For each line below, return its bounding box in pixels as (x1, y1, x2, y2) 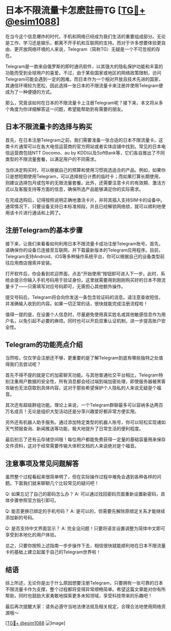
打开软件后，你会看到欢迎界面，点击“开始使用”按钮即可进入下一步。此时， (5, 270, 161, 276)
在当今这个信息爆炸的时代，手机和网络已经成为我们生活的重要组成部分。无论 (5, 33, 166, 39)
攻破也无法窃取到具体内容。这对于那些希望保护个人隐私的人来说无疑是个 (5, 385, 157, 391)
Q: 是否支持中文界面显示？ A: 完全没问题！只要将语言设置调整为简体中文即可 (5, 525, 165, 532)
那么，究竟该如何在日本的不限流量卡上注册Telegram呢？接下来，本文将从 (5, 99, 159, 106)
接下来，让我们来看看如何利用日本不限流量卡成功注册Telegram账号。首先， (5, 240, 163, 246)
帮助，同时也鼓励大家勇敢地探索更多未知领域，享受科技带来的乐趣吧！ (5, 593, 153, 598)
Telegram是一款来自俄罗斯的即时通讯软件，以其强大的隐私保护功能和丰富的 (5, 63, 163, 69)
